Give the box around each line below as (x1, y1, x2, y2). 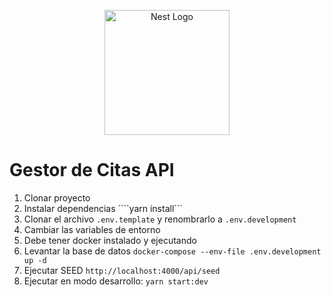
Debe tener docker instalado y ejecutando (23, 234, 197, 246)
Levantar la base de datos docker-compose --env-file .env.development (23, 245, 322, 257)
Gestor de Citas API (9, 159, 175, 182)
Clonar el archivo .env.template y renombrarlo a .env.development (23, 213, 297, 225)
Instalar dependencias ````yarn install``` (23, 202, 183, 214)
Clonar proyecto (23, 191, 91, 204)
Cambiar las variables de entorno (23, 223, 161, 235)
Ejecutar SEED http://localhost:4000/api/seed (23, 264, 221, 276)
